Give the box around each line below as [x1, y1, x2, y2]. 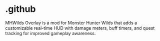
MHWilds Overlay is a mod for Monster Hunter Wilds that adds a [5, 20, 137, 26]
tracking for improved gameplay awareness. [5, 30, 96, 36]
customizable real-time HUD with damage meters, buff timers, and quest [5, 25, 155, 31]
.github [5, 3, 36, 15]
